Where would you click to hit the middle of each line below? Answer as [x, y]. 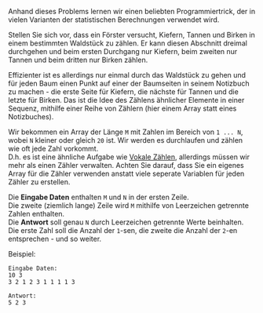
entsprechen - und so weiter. [55, 239]
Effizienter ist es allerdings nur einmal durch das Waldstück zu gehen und [127, 75]
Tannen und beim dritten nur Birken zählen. [78, 60]
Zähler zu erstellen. [39, 182]
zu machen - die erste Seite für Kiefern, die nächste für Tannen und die [124, 92]
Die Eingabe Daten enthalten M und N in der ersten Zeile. [99, 197]
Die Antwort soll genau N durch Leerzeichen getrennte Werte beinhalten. [126, 222]
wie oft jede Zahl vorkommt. [53, 149]
